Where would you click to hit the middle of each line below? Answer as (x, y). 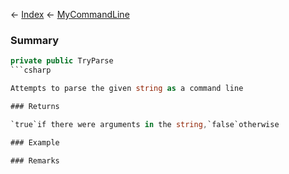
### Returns (35, 106)
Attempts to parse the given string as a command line (127, 89)
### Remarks (35, 160)
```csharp (31, 70)
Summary (35, 40)
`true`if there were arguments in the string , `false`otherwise (145, 124)
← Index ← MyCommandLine (70, 14)
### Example (35, 142)
